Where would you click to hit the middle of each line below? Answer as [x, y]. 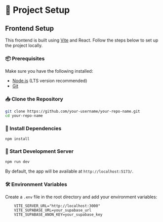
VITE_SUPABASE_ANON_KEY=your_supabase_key [58, 215]
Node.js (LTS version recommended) [50, 81]
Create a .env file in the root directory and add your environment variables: [81, 197]
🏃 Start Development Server [40, 151]
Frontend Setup [30, 28]
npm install [17, 139]
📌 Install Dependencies [33, 129]
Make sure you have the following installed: [49, 71]
